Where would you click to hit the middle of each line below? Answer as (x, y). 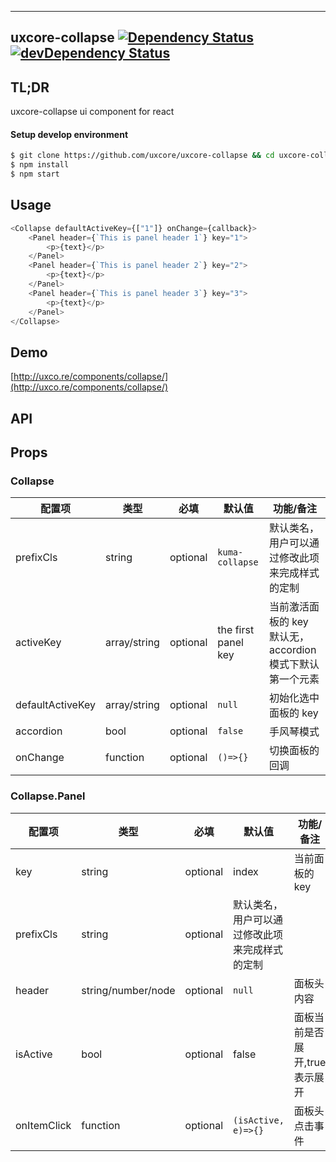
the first (236, 630)
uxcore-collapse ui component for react (92, 112)
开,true (310, 1062)
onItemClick (43, 1125)
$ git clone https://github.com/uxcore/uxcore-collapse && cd (142, 156)
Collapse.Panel (48, 796)
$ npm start (35, 174)
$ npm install (40, 165)
